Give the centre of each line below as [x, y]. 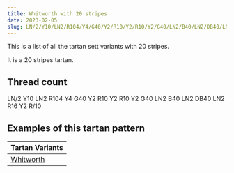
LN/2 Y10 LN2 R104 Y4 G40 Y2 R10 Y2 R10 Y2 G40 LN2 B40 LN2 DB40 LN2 [116, 99]
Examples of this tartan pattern [76, 128]
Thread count [37, 82]
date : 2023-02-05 [32, 20]
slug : [15, 27]
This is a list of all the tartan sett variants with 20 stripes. [88, 47]
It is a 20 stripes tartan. [40, 60]
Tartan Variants [37, 148]
